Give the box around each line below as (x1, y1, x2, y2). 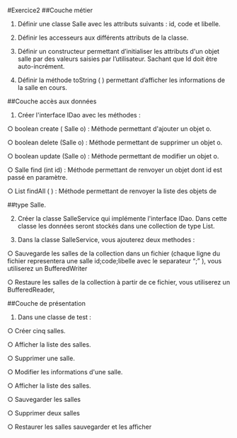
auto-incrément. (17, 62, 65, 70)
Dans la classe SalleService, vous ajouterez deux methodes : (17, 236, 195, 243)
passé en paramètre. (7, 173, 68, 181)
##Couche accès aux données (7, 97, 97, 105)
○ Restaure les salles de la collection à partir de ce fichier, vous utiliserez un (7, 278, 231, 286)
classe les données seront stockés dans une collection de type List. (17, 222, 215, 230)
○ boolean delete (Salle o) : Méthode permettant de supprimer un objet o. (7, 138, 223, 146)
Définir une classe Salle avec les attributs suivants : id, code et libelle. (17, 20, 221, 28)
